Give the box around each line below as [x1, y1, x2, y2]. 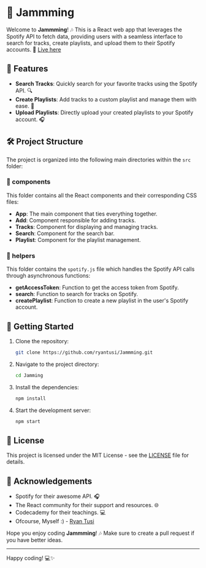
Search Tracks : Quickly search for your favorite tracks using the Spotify [15, 80, 197, 87]
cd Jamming [15, 372, 44, 378]
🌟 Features [6, 64, 48, 74]
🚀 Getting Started [6, 321, 74, 332]
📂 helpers [6, 251, 36, 260]
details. [6, 458, 25, 465]
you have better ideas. [6, 537, 63, 544]
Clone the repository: [15, 337, 69, 344]
